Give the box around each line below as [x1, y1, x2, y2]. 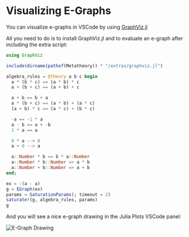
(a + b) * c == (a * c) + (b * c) [11, 106, 95, 112]
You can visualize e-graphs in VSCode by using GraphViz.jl [6, 23, 148, 30]
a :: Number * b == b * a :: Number [11, 154, 90, 160]
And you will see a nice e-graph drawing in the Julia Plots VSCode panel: [6, 213, 182, 220]
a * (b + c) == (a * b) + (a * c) [11, 101, 95, 107]
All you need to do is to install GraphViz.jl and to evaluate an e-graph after [6, 35, 184, 42]
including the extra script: [6, 41, 68, 48]
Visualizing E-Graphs [6, 4, 111, 18]
